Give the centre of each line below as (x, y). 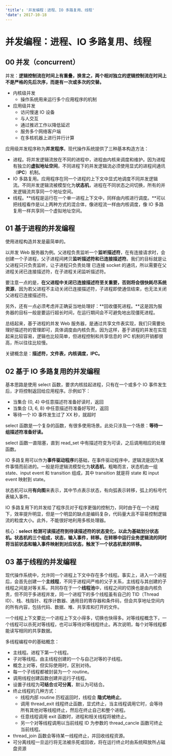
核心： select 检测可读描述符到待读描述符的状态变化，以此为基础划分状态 (82, 531)
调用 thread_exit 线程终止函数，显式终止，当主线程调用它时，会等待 (91, 703)
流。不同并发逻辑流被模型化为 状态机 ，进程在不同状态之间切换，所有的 (87, 185)
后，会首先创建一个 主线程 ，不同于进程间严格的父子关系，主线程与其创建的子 (86, 581)
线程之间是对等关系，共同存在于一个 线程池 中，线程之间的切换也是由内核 (81, 587)
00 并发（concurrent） (42, 62)
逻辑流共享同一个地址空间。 (46, 191)
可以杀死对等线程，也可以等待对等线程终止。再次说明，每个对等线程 (90, 624)
